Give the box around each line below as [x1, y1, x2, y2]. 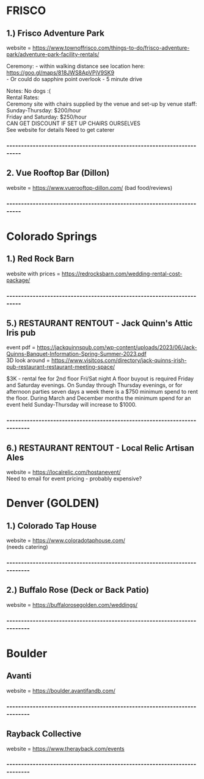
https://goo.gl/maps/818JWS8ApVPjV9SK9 [6, 69, 115, 76]
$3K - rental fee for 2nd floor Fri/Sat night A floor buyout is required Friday [6, 375, 194, 382]
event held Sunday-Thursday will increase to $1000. [6, 401, 137, 408]
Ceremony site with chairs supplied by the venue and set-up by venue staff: [6, 100, 197, 107]
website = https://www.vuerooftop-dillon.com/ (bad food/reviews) [6, 184, 173, 191]
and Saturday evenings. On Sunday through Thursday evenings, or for [6, 382, 183, 389]
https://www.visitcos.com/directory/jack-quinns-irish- [51, 357, 188, 364]
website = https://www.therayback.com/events [6, 745, 125, 752]
